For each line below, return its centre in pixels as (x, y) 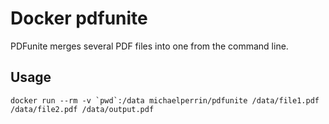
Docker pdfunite (79, 18)
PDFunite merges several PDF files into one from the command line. (149, 46)
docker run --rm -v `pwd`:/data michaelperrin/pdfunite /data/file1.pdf (165, 100)
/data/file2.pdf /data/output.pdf (82, 109)
